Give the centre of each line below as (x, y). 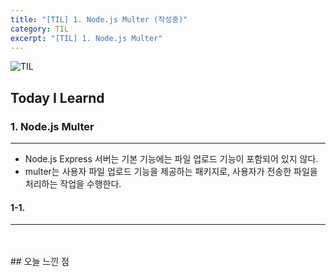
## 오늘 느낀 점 (40, 262)
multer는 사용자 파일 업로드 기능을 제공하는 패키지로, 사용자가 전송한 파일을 (171, 172)
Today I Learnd (57, 97)
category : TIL (40, 29)
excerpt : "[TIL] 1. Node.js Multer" (86, 38)
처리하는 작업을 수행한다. (73, 184)
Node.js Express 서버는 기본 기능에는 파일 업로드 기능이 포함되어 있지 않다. (171, 159)
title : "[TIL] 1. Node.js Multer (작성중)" (99, 19)
